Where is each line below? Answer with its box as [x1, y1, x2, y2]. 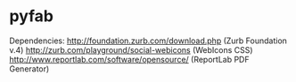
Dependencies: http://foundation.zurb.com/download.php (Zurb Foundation [9, 35, 288, 46]
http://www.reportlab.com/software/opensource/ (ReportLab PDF [9, 54, 250, 64]
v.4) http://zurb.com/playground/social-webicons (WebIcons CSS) [9, 44, 253, 55]
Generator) [9, 63, 50, 74]
